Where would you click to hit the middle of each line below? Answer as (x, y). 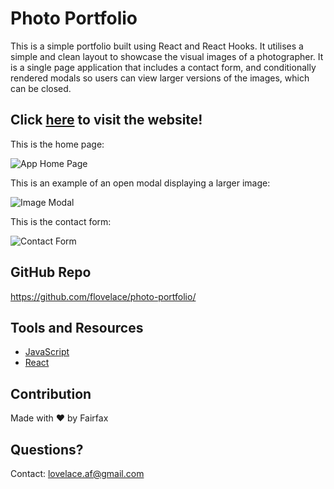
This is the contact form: (61, 221)
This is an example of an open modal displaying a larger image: (140, 183)
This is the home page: (57, 144)
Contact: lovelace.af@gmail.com (77, 473)
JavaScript (47, 352)
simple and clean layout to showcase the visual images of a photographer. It (167, 56)
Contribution (51, 393)
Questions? (47, 449)
